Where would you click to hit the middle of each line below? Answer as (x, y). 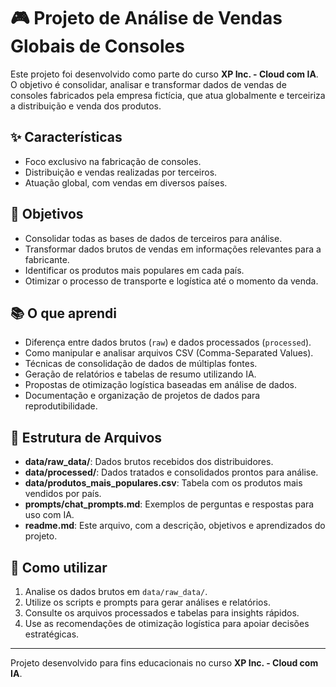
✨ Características (66, 137)
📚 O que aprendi (63, 313)
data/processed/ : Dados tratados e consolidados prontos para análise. (171, 472)
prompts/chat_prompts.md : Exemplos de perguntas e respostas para (169, 504)
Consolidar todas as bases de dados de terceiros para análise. (153, 238)
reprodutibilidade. (61, 406)
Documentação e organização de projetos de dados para (142, 396)
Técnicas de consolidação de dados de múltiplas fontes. (141, 364)
